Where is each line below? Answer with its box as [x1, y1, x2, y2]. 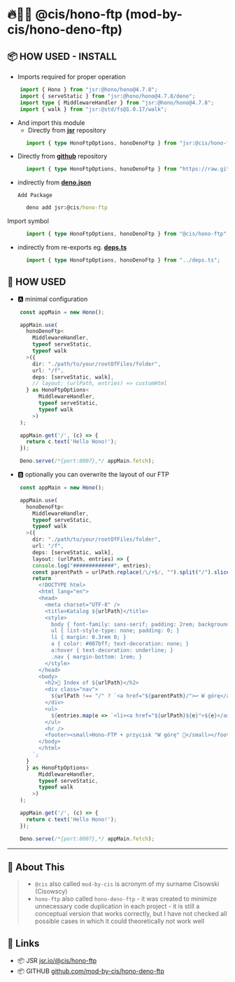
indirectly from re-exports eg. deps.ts [17, 243, 127, 251]
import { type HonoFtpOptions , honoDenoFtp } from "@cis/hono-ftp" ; [25, 231, 230, 238]
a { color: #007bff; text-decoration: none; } [51, 640, 190, 647]
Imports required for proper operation [17, 73, 126, 81]
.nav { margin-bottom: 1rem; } [51, 653, 142, 660]
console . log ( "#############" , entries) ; [32, 562, 152, 569]
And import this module [17, 119, 85, 127]
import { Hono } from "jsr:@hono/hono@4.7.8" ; [20, 86, 158, 93]
